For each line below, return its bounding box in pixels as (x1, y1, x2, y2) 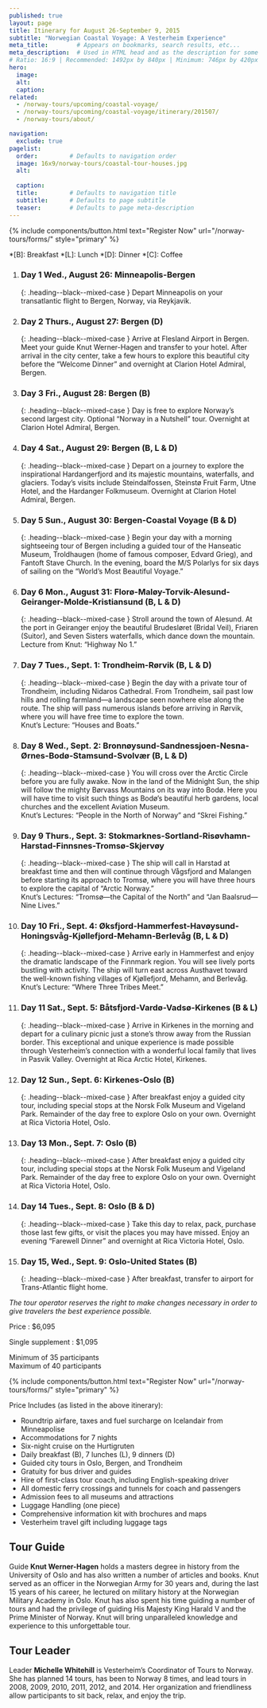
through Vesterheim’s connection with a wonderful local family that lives (20, 1045, 257, 1056)
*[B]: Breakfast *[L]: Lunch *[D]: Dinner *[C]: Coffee (9, 249, 184, 259)
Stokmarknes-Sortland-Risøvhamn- (107, 830, 251, 841)
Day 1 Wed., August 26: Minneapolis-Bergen (20, 269, 195, 280)
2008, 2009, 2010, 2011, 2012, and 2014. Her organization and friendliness (9, 1682, 253, 1691)
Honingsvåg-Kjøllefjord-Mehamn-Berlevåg (20, 930, 192, 942)
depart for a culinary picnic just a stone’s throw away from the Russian (20, 1028, 251, 1038)
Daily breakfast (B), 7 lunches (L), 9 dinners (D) (20, 1449, 176, 1459)
